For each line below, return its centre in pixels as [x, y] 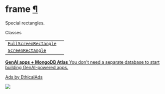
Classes [13, 32]
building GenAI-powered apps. [37, 67]
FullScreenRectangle [32, 44]
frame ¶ [22, 9]
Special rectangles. [25, 23]
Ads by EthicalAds [24, 77]
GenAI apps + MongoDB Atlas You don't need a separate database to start [82, 62]
